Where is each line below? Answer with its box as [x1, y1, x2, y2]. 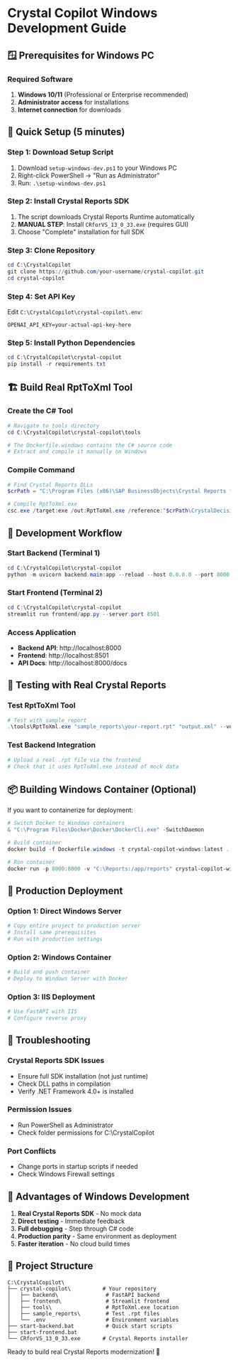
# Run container [7, 858, 55, 865]
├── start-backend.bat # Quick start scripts [7, 1322, 173, 1330]
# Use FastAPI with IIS [7, 1008, 78, 1015]
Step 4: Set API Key [7, 292, 76, 301]
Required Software [7, 74, 73, 84]
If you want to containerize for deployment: [7, 806, 133, 815]
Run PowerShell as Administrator [17, 1121, 114, 1129]
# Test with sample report [7, 717, 87, 724]
